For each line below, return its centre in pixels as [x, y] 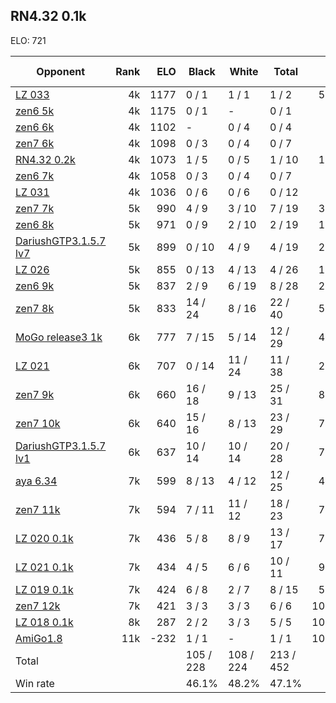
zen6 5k [35, 111]
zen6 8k [35, 224]
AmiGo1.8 [39, 638]
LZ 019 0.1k [44, 589]
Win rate [35, 683]
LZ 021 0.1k [44, 567]
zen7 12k [38, 606]
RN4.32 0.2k [45, 159]
